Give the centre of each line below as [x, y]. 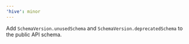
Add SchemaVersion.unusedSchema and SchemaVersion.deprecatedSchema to [95, 28]
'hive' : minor [23, 11]
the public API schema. [34, 34]
